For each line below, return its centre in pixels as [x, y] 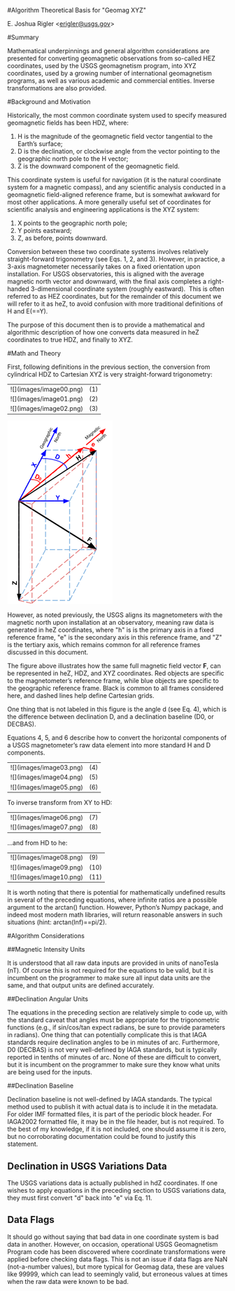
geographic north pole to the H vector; [73, 158]
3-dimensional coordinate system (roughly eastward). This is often [127, 289]
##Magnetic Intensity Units [46, 949]
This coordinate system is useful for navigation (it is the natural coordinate [114, 180]
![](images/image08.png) [47, 858]
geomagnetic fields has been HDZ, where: [68, 123]
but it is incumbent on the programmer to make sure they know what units [114, 1064]
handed [18, 289]
